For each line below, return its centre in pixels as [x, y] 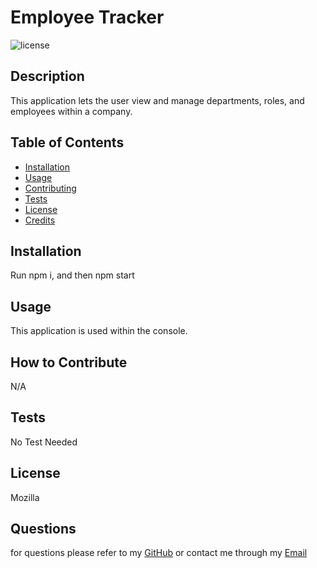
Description [47, 76]
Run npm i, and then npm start [72, 275]
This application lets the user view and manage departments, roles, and [157, 100]
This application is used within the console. [99, 331]
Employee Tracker [87, 17]
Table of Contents [67, 142]
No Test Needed [44, 442]
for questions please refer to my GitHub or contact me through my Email [159, 553]
